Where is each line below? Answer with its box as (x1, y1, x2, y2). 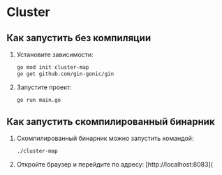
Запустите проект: (16, 83, 72, 91)
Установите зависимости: (16, 50, 94, 59)
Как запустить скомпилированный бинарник (6, 116, 215, 128)
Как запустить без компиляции (6, 32, 151, 44)
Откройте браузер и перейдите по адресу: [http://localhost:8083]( (16, 160, 214, 169)
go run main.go (16, 96, 61, 103)
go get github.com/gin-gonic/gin (16, 70, 114, 77)
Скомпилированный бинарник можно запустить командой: (16, 134, 194, 143)
